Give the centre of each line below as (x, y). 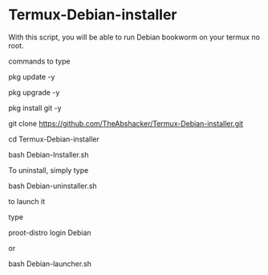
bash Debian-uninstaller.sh (53, 186)
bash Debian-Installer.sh (49, 154)
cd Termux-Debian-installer (54, 139)
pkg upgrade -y (34, 92)
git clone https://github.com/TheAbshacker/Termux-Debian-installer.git (126, 123)
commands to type (39, 61)
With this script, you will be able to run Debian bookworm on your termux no (134, 37)
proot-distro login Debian (50, 232)
